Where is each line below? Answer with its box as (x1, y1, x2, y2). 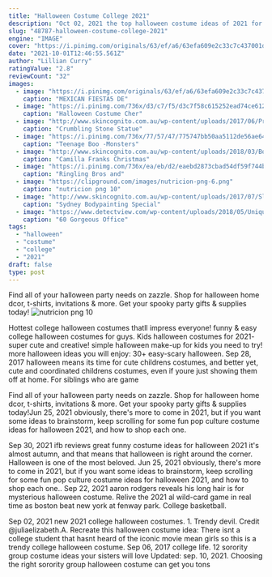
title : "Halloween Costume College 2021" (8, 11, 151, 20)
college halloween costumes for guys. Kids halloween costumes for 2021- (8, 331, 255, 341)
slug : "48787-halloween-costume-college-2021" (8, 27, 168, 35)
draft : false (8, 260, 53, 268)
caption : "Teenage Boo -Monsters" (23, 139, 139, 148)
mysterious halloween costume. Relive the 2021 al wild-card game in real (8, 492, 252, 502)
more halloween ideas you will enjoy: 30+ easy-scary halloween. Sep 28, (8, 349, 252, 359)
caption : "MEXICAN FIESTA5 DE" (23, 95, 129, 103)
